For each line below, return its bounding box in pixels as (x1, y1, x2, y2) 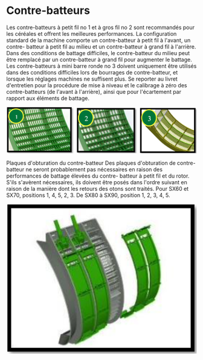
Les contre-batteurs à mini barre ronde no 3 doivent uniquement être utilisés (6, 62, 197, 70)
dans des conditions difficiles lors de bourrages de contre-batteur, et (6, 68, 178, 76)
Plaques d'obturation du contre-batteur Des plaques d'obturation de (6, 159, 176, 167)
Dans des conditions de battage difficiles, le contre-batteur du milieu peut (6, 49, 190, 56)
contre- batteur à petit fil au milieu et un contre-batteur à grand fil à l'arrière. (6, 43, 196, 50)
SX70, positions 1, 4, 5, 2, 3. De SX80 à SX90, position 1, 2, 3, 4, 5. (6, 192, 170, 199)
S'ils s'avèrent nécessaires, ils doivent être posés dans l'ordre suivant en (6, 178, 187, 185)
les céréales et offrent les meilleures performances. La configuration (6, 30, 177, 37)
